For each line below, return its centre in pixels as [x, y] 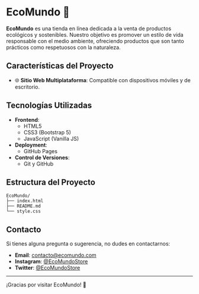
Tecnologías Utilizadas [49, 106]
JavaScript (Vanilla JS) [51, 138]
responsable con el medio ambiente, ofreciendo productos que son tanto [95, 41]
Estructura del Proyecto [51, 182]
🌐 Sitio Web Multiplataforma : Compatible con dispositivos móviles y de [102, 80]
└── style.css [24, 211]
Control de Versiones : [42, 157]
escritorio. [27, 87]
